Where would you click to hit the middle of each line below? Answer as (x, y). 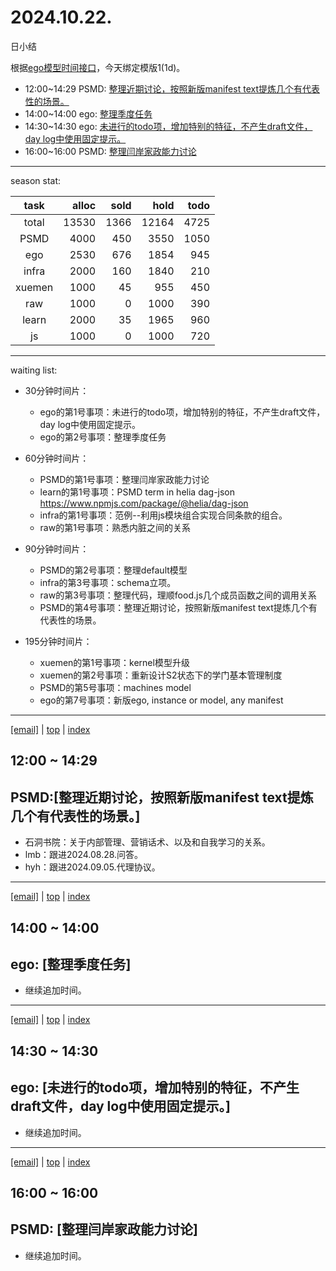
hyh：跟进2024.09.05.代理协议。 (92, 867)
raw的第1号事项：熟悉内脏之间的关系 (115, 527)
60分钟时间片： (57, 458)
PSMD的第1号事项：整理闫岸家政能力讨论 (124, 479)
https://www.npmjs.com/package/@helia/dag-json (144, 503)
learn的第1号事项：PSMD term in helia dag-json (137, 492)
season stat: (36, 180)
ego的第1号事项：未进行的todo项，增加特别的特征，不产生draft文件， (182, 412)
